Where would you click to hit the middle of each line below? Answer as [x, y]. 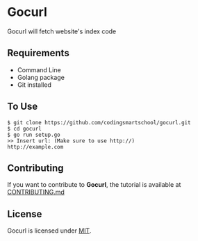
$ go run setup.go [34, 135]
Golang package [41, 77]
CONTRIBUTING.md [36, 192]
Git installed [34, 85]
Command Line [39, 69]
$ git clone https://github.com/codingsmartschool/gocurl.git [99, 122]
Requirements [38, 53]
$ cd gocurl [24, 128]
